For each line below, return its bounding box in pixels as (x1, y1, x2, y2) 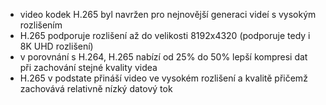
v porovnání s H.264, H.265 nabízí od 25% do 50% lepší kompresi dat (19, 51, 308, 63)
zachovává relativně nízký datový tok (19, 83, 173, 94)
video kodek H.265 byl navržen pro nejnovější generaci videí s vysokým (19, 9, 317, 20)
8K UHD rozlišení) (19, 40, 94, 52)
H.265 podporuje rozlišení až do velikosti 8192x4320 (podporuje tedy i (19, 30, 311, 41)
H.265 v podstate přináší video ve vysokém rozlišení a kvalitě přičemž (19, 72, 308, 84)
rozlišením (19, 19, 63, 31)
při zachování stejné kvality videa (19, 62, 158, 73)
